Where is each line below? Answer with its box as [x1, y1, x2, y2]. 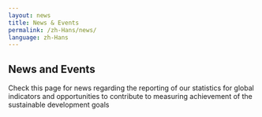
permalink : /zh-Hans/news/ [8, 26, 97, 34]
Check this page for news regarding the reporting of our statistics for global [8, 83, 254, 93]
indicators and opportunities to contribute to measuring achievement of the [8, 92, 253, 101]
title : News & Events [8, 19, 80, 27]
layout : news [8, 11, 51, 20]
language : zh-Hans [8, 33, 69, 42]
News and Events [8, 62, 96, 75]
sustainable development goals [8, 100, 110, 110]
